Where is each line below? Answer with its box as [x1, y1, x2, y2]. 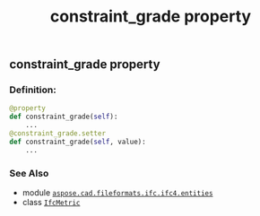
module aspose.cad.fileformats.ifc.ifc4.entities [22, 187, 213, 198]
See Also [9, 167, 49, 179]
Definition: [9, 83, 56, 96]
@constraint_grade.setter [9, 129, 106, 138]
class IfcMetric [22, 197, 81, 208]
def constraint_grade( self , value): [9, 137, 146, 146]
